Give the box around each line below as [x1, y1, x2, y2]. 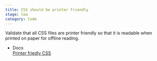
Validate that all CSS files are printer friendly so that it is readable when [5, 30, 152, 36]
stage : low [5, 12, 28, 17]
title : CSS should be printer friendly [5, 7, 89, 12]
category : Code [5, 16, 37, 21]
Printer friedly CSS [12, 50, 51, 56]
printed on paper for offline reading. [5, 35, 79, 41]
